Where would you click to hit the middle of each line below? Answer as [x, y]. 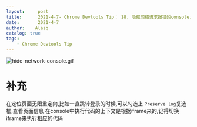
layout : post [27, 11]
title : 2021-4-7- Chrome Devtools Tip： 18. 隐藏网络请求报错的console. [99, 17]
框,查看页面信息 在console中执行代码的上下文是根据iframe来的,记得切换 [93, 111]
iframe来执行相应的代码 [35, 118]
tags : [13, 39]
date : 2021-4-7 [33, 22]
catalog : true [24, 33]
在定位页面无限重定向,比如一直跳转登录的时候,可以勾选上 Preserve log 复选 [96, 104]
